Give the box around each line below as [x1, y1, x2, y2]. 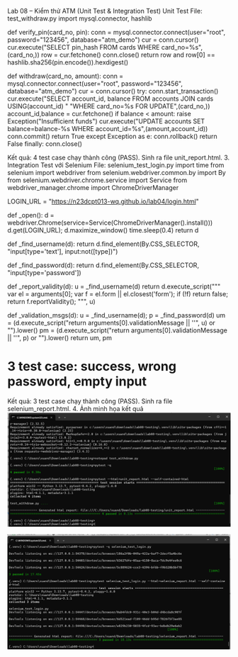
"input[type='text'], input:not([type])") [7, 247, 118, 255]
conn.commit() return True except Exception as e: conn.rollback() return [7, 132, 217, 140]
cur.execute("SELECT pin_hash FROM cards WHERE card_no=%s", [7, 43, 203, 51]
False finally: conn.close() [7, 140, 83, 148]
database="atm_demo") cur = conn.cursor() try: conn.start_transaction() [7, 87, 219, 95]
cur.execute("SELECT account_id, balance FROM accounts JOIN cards [7, 94, 214, 103]
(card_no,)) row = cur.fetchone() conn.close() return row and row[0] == [7, 50, 215, 59]
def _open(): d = [7, 211, 55, 219]
